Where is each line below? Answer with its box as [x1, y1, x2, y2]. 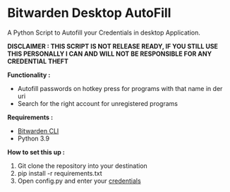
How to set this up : [7, 148, 65, 156]
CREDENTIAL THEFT [7, 56, 69, 65]
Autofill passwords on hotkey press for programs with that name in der [17, 84, 223, 92]
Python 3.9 [17, 134, 50, 143]
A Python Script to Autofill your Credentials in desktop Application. [7, 28, 201, 37]
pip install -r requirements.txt [17, 169, 102, 177]
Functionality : [7, 71, 51, 79]
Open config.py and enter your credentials [17, 176, 141, 185]
